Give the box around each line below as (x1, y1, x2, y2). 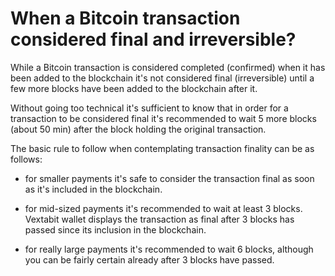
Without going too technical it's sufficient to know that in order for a (10, 102, 289, 114)
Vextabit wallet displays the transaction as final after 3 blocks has (24, 213, 295, 225)
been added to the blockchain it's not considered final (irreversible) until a (10, 72, 315, 84)
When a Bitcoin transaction (10, 7, 241, 30)
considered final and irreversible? (10, 28, 297, 51)
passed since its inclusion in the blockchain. (24, 223, 207, 236)
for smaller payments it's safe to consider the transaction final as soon (24, 172, 315, 184)
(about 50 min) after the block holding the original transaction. (10, 123, 267, 135)
